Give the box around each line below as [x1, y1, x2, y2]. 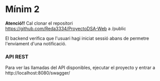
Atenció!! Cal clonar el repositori [5, 20, 73, 26]
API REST [5, 53, 29, 60]
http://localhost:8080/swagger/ [5, 70, 70, 76]
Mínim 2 [5, 4, 40, 15]
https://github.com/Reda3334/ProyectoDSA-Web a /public [5, 25, 126, 31]
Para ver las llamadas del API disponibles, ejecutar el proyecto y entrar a [5, 64, 155, 71]
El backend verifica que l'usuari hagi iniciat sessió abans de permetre [5, 35, 149, 41]
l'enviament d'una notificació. [5, 40, 67, 46]
